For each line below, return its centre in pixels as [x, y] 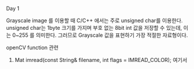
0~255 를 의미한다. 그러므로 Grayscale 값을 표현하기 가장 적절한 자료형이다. [100, 35]
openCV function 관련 [33, 47]
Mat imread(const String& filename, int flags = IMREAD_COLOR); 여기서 [101, 60]
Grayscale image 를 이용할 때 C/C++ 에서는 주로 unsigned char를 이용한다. [95, 20]
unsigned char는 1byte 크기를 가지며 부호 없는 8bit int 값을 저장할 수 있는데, [94, 28]
